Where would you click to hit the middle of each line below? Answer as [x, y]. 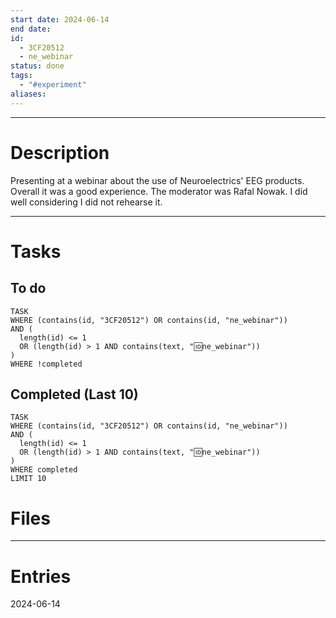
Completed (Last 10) [74, 394]
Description [60, 152]
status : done [37, 66]
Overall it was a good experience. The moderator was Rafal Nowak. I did [159, 191]
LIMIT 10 [28, 479]
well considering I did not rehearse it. [86, 202]
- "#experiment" [53, 85]
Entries [41, 576]
